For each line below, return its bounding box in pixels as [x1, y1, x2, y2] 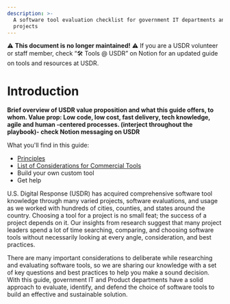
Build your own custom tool [16, 169, 94, 177]
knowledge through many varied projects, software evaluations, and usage [7, 197, 218, 205]
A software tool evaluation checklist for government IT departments [13, 16, 216, 23]
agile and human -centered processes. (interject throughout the [7, 121, 193, 129]
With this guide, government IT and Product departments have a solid [7, 276, 203, 284]
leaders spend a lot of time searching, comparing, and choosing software [7, 226, 214, 234]
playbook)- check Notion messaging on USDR [7, 128, 140, 136]
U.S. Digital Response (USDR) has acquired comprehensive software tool [7, 189, 213, 198]
